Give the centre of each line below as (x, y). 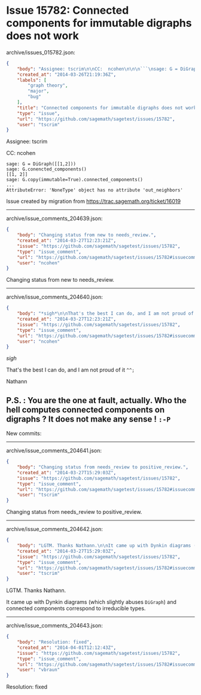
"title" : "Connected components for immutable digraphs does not (100, 108)
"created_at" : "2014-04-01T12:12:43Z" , (67, 647)
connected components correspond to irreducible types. (76, 608)
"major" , (39, 91)
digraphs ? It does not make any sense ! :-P (89, 419)
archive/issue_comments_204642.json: (55, 529)
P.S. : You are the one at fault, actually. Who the (96, 400)
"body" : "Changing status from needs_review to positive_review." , (103, 467)
